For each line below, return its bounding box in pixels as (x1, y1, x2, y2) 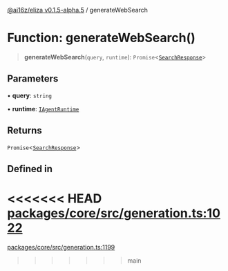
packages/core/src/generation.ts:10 (7, 205, 221, 221)
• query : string (7, 91, 52, 100)
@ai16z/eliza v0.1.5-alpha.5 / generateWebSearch (7, 6, 149, 14)
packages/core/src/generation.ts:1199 (7, 243, 115, 251)
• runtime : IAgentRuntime (7, 104, 79, 113)
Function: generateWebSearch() (7, 30, 196, 46)
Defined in (7, 162, 53, 175)
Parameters (7, 73, 59, 85)
